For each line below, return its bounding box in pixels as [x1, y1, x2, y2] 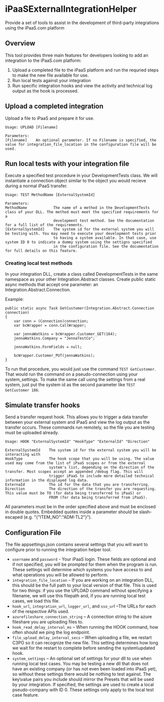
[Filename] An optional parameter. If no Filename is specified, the [5, 138, 157, 143]
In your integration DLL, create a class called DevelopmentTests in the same [5, 271, 158, 277]
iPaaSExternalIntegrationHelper [5, 3, 137, 15]
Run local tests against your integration [12, 77, 92, 83]
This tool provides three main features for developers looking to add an [5, 52, 148, 58]
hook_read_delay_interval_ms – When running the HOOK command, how [12, 624, 159, 630]
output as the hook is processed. [12, 88, 79, 94]
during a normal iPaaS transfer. [5, 183, 68, 189]
